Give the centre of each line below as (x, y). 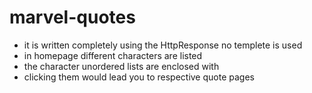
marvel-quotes (72, 17)
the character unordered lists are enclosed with (121, 66)
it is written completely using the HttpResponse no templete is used (163, 45)
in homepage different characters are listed (113, 55)
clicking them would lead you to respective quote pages (139, 77)
